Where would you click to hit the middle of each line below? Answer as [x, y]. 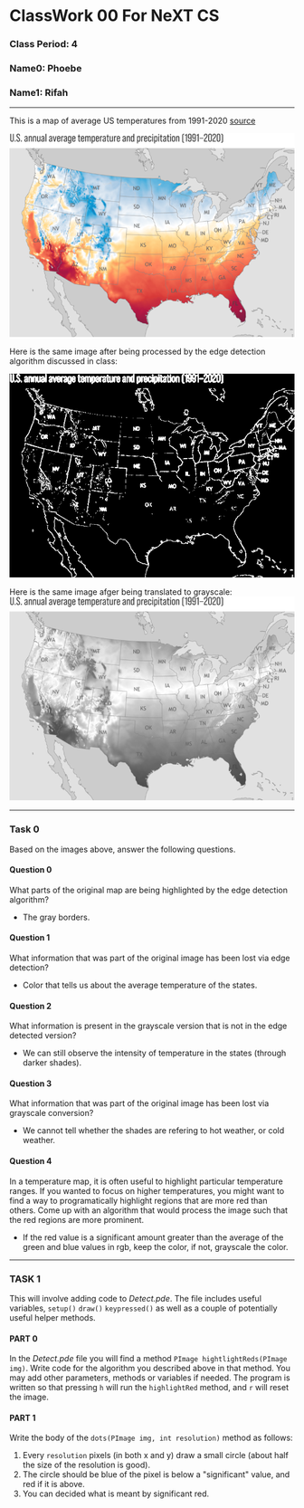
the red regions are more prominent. [77, 1219]
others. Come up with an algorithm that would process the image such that [148, 1210]
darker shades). [52, 1063]
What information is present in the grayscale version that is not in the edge [148, 1026]
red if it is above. [53, 1484]
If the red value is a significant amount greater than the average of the [153, 1237]
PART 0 [24, 1338]
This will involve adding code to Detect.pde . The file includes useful [136, 1298]
